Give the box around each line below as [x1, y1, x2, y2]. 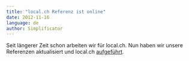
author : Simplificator [6, 25, 63, 32]
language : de [6, 20, 39, 26]
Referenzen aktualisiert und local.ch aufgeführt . [6, 48, 124, 56]
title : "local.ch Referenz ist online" [6, 8, 106, 15]
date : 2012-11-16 [6, 14, 50, 20]
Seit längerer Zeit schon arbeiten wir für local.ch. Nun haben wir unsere [6, 42, 183, 49]
